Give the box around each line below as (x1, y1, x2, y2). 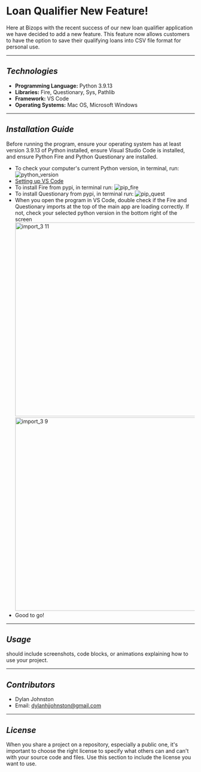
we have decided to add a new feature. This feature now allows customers (6, 30, 190, 37)
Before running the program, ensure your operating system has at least (6, 140, 181, 148)
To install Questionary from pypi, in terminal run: (14, 190, 134, 197)
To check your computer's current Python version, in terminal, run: (14, 164, 179, 172)
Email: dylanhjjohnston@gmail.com (14, 702, 102, 709)
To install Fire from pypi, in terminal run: (14, 184, 113, 191)
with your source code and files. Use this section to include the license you (6, 754, 191, 761)
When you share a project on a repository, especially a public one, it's (6, 741, 178, 748)
